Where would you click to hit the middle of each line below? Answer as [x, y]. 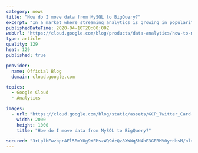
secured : [17, 141]
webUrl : [16, 33]
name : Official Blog [37, 71]
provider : [18, 66]
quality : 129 [22, 45]
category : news [25, 11]
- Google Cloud [30, 93]
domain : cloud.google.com [43, 77]
